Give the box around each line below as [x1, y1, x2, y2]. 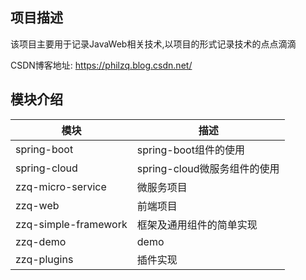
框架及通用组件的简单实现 [136, 218, 258, 232]
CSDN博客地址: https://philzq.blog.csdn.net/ [10, 59, 193, 71]
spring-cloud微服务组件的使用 [136, 161, 280, 175]
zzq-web [15, 198, 60, 212]
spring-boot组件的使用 [136, 143, 245, 157]
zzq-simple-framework [15, 217, 128, 231]
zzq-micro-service [15, 179, 107, 193]
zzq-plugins [15, 252, 74, 266]
